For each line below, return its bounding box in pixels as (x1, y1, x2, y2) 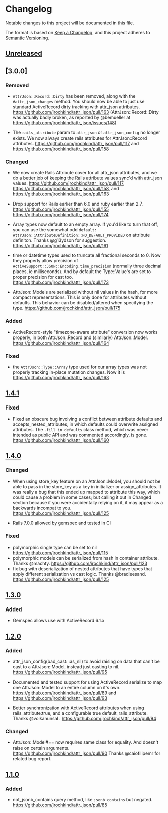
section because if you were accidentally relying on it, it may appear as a (12, 500, 163, 506)
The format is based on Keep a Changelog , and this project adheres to (5, 29, 150, 35)
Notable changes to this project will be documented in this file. (5, 20, 134, 26)
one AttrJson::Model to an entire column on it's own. (12, 684, 121, 690)
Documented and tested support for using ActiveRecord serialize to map (12, 679, 162, 685)
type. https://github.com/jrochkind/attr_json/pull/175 (12, 305, 121, 311)
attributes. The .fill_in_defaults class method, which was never (12, 426, 149, 432)
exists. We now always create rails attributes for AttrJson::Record (12, 135, 147, 141)
